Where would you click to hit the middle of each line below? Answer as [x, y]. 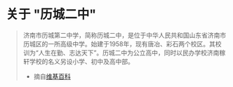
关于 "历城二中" [51, 14]
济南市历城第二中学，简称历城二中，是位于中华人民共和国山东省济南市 [125, 35]
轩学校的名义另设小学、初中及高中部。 [78, 61]
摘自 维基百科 [52, 76]
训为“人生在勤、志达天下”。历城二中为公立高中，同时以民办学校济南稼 [124, 53]
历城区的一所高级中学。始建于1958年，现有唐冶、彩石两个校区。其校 [122, 43]
